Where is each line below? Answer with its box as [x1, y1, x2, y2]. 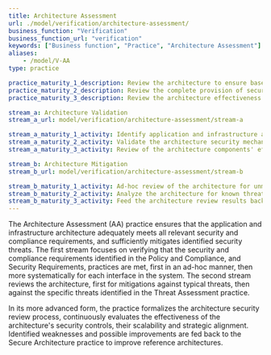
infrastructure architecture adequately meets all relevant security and [8, 228, 239, 238]
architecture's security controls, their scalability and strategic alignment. [8, 320, 248, 331]
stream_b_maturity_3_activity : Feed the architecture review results [8, 197, 248, 206]
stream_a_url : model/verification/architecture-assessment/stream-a [8, 116, 244, 124]
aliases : [8, 49, 38, 57]
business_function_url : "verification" [8, 34, 143, 43]
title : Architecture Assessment [8, 11, 117, 20]
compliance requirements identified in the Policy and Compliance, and [8, 253, 241, 263]
